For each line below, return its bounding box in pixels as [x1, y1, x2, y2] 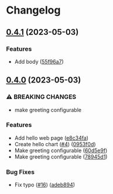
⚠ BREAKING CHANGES [6, 93, 77, 101]
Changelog [6, 4, 61, 17]
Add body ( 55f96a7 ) [14, 58, 64, 65]
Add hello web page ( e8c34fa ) [14, 134, 89, 142]
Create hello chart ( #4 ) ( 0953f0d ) [14, 140, 96, 147]
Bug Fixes [6, 167, 35, 176]
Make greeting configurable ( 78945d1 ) [14, 153, 108, 160]
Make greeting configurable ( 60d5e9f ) [14, 147, 108, 154]
